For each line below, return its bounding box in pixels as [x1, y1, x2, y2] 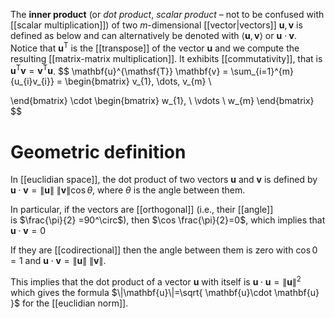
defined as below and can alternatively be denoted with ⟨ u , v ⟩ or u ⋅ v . [10, 30, 298, 41]
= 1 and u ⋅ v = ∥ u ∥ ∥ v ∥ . [10, 255, 107, 267]
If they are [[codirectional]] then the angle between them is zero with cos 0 [10, 244, 318, 256]
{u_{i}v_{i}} [10, 75, 55, 88]
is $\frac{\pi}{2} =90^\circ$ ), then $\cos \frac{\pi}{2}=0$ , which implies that [10, 214, 326, 226]
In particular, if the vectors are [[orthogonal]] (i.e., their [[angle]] [10, 204, 274, 216]
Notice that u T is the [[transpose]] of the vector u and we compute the [10, 40, 300, 54]
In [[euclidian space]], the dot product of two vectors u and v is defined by [10, 174, 318, 186]
